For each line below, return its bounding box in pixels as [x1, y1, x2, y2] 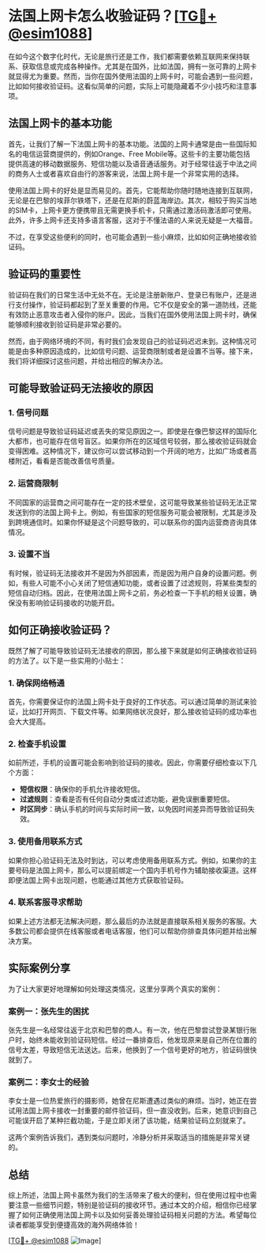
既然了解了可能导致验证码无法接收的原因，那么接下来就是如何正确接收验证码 [8, 645, 257, 655]
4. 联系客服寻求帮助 [8, 897, 83, 908]
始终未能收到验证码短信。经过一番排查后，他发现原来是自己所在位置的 [28, 1035, 257, 1044]
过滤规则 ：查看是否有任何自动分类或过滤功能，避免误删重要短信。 [19, 794, 234, 804]
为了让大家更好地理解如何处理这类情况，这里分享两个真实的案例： [8, 984, 222, 994]
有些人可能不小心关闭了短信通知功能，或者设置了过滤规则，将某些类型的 [21, 578, 257, 588]
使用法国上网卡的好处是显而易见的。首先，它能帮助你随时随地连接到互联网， [8, 185, 257, 195]
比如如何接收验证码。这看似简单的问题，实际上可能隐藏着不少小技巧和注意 [8, 81, 250, 91]
